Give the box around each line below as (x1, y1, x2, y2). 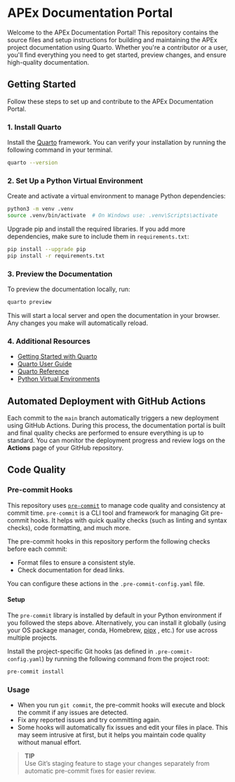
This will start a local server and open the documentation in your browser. (7, 311, 220, 319)
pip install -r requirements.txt (7, 252, 105, 259)
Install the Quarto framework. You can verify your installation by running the (7, 139, 227, 147)
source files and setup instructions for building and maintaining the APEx (7, 35, 217, 44)
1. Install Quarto (7, 122, 62, 132)
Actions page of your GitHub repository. (7, 444, 124, 451)
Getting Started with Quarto (17, 352, 98, 361)
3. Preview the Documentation (7, 269, 113, 278)
